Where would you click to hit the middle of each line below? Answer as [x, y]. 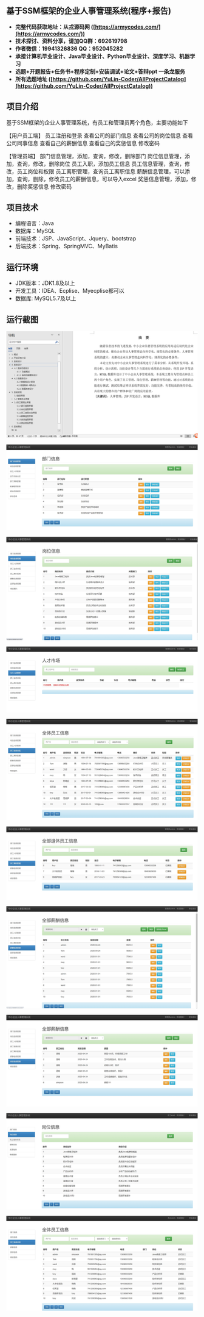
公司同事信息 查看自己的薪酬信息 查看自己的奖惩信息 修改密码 [83, 143]
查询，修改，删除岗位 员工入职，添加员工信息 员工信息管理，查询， [101, 163]
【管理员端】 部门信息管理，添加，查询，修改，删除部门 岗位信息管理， [96, 156]
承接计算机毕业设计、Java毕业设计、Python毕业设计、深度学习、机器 [102, 56]
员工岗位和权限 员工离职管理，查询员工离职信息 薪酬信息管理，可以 [101, 171]
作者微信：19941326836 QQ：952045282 [69, 48]
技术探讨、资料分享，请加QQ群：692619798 [71, 41]
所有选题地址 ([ [34, 79]
